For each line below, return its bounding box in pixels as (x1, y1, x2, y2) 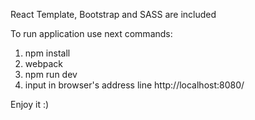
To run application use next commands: (10, 28, 173, 39)
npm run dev (24, 69, 78, 80)
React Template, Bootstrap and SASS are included (10, 9, 217, 20)
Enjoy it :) (10, 99, 50, 110)
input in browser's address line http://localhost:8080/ (24, 79, 245, 91)
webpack (24, 58, 63, 69)
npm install (24, 47, 71, 59)
